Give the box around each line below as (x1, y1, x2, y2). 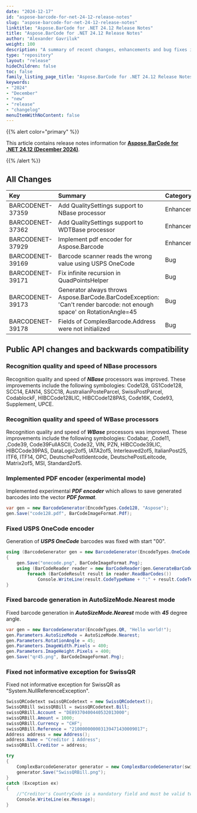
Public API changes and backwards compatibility (6, 344, 189, 355)
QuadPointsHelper (58, 276, 109, 284)
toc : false (6, 69, 33, 74)
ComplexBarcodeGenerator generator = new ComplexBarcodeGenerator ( (16, 764, 185, 770)
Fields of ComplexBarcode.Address (58, 317, 156, 326)
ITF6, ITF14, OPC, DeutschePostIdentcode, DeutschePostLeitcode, (6, 453, 167, 460)
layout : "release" (6, 57, 51, 63)
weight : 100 (6, 42, 35, 48)
